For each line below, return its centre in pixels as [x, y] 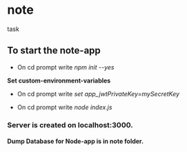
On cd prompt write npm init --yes [66, 67]
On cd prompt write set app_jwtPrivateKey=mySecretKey [98, 94]
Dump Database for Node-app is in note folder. [75, 141]
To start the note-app [54, 51]
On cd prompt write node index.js [65, 107]
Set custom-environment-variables [59, 80]
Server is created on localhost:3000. [70, 124]
